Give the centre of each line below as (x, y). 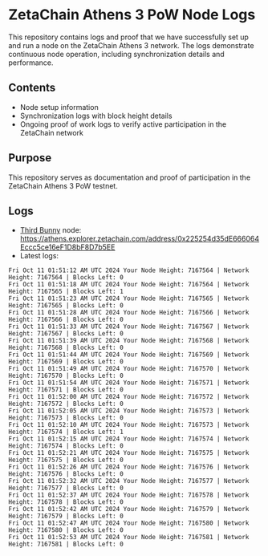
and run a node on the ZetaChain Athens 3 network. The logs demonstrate (131, 45)
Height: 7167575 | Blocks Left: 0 (66, 460)
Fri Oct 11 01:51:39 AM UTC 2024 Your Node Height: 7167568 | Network (129, 341)
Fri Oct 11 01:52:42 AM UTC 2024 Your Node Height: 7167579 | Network (129, 509)
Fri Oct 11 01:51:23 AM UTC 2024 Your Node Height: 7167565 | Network (129, 298)
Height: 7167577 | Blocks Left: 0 (66, 488)
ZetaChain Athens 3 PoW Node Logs (132, 15)
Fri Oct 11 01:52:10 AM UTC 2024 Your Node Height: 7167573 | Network (129, 425)
